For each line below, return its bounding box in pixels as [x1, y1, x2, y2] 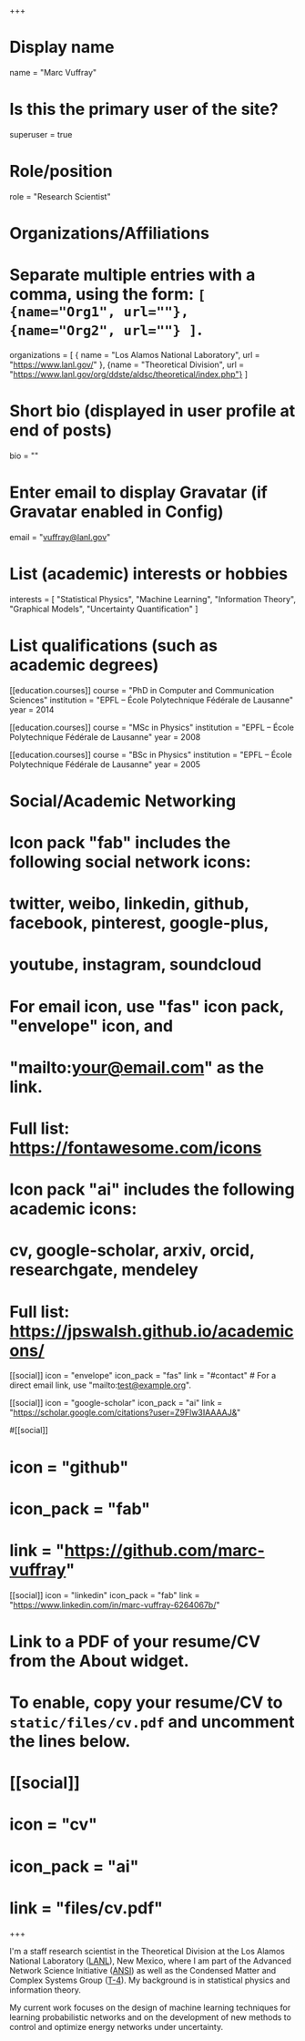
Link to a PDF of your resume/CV [9, 1631, 261, 1652]
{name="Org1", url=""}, [9, 303, 189, 321]
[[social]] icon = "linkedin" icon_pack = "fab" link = [9, 1589, 200, 1600]
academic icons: [9, 1199, 137, 1219]
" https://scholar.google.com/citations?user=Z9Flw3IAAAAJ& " [9, 1407, 241, 1418]
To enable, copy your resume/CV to [9, 1692, 283, 1713]
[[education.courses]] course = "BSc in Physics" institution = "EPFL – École [9, 749, 293, 760]
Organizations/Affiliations [9, 223, 210, 243]
